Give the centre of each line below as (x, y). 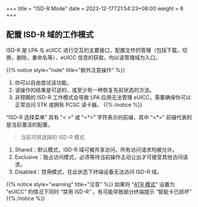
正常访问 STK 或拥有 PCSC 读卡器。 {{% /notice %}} (79, 104)
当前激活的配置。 (32, 124)
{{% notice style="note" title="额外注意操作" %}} (66, 70)
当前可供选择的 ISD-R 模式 (52, 137)
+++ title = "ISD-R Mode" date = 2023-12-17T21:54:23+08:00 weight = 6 (95, 9)
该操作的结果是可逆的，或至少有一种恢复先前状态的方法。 (85, 90)
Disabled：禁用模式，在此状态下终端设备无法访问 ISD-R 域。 (88, 172)
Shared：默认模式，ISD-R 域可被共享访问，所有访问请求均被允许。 (96, 149)
